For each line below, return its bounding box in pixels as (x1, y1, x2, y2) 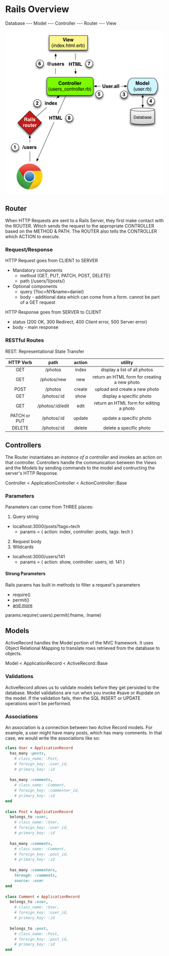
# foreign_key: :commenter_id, (14, 788, 80, 793)
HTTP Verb (8, 359, 32, 365)
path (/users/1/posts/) (20, 278, 65, 284)
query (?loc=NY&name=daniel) (20, 288, 84, 295)
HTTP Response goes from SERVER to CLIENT (5, 309, 102, 315)
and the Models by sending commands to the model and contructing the (5, 465, 155, 471)
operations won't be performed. (5, 700, 71, 706)
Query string (12, 513, 39, 520)
